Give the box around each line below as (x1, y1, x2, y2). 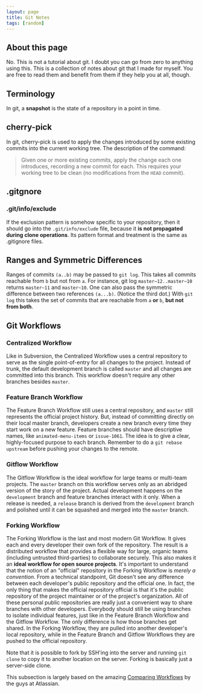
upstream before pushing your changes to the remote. (6, 445, 139, 452)
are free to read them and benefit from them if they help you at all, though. (6, 71, 191, 78)
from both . (6, 303, 33, 311)
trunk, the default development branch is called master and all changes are (6, 365, 192, 372)
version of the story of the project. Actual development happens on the (6, 487, 183, 494)
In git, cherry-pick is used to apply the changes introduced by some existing (6, 138, 196, 145)
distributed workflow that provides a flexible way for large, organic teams (6, 547, 188, 555)
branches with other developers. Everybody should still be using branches (6, 605, 191, 612)
